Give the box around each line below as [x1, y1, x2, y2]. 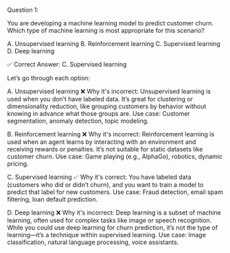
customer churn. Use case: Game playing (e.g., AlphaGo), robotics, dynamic [7, 152, 223, 160]
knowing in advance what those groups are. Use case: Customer [7, 110, 190, 117]
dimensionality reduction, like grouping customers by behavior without [7, 102, 207, 110]
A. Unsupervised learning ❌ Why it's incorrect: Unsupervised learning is [7, 87, 211, 95]
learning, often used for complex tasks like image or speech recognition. [7, 216, 212, 224]
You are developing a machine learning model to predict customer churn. [7, 19, 214, 27]
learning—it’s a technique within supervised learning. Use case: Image [7, 231, 206, 239]
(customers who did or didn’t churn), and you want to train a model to [7, 181, 204, 189]
